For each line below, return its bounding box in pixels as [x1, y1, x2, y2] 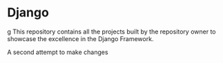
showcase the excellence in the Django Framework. [7, 34, 154, 42]
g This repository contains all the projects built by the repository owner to [7, 27, 216, 36]
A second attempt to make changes [7, 48, 108, 56]
